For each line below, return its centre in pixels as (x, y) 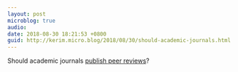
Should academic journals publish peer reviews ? (78, 61)
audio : (17, 27)
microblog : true (31, 21)
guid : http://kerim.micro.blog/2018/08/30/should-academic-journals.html (119, 41)
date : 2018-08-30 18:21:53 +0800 (57, 34)
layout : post (27, 14)
